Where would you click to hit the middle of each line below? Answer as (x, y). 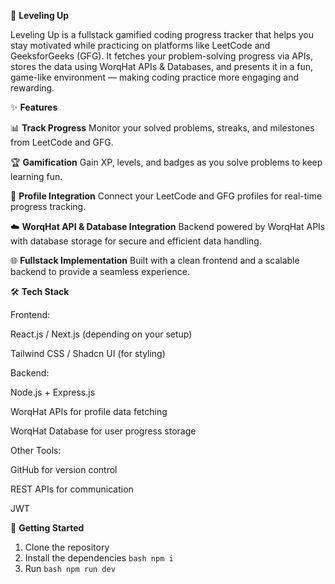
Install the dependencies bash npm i (99, 558)
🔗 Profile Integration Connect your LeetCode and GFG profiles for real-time (166, 196)
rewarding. (32, 88)
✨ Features (34, 107)
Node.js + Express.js (53, 392)
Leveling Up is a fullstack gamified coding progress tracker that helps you (162, 34)
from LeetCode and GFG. (62, 142)
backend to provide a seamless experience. (100, 271)
